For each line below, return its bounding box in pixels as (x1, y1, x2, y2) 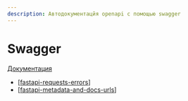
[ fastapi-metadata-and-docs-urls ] (17, 85, 117, 94)
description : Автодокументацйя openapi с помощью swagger (7, 10, 181, 18)
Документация (7, 64, 53, 73)
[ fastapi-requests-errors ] (17, 78, 91, 86)
